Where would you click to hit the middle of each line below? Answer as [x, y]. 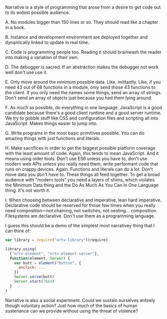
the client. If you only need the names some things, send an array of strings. [83, 92]
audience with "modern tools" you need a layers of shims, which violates [80, 180]
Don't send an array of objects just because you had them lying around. [79, 98]
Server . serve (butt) [34, 277]
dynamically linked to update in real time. [47, 42]
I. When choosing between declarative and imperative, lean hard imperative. [83, 200]
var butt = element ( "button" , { [48, 263]
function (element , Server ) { [40, 258]
